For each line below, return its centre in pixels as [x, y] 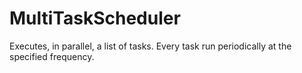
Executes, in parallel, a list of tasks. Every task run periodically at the [150, 46]
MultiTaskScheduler [95, 18]
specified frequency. [52, 56]
